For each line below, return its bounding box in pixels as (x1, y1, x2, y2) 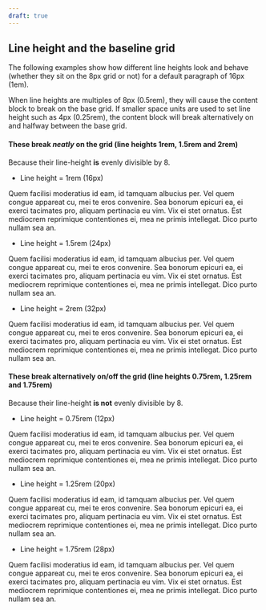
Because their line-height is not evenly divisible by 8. (8, 398, 183, 407)
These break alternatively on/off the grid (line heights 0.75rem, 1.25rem (8, 371, 252, 382)
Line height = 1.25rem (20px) (19, 479, 116, 489)
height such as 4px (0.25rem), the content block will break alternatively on (8, 113, 254, 122)
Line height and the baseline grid (8, 42, 175, 55)
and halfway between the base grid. (8, 121, 127, 131)
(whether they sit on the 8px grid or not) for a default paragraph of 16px (8, 72, 245, 81)
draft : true (8, 11, 48, 20)
